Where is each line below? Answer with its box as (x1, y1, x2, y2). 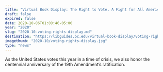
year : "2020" (5, 25, 32, 30)
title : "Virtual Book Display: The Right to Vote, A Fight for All (5, 7, 145, 12)
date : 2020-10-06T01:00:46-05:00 (5, 20, 73, 26)
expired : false (5, 16, 36, 21)
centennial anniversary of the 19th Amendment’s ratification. (5, 61, 125, 67)
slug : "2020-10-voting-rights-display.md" (5, 29, 92, 34)
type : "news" (5, 43, 32, 48)
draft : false (5, 12, 32, 16)
